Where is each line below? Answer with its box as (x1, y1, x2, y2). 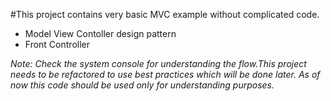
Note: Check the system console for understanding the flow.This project (10, 58, 307, 69)
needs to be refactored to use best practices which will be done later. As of (10, 69, 321, 80)
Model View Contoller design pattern (24, 28, 177, 39)
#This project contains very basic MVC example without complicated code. (10, 9, 320, 20)
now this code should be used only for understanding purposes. (10, 79, 275, 91)
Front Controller (24, 39, 90, 50)
